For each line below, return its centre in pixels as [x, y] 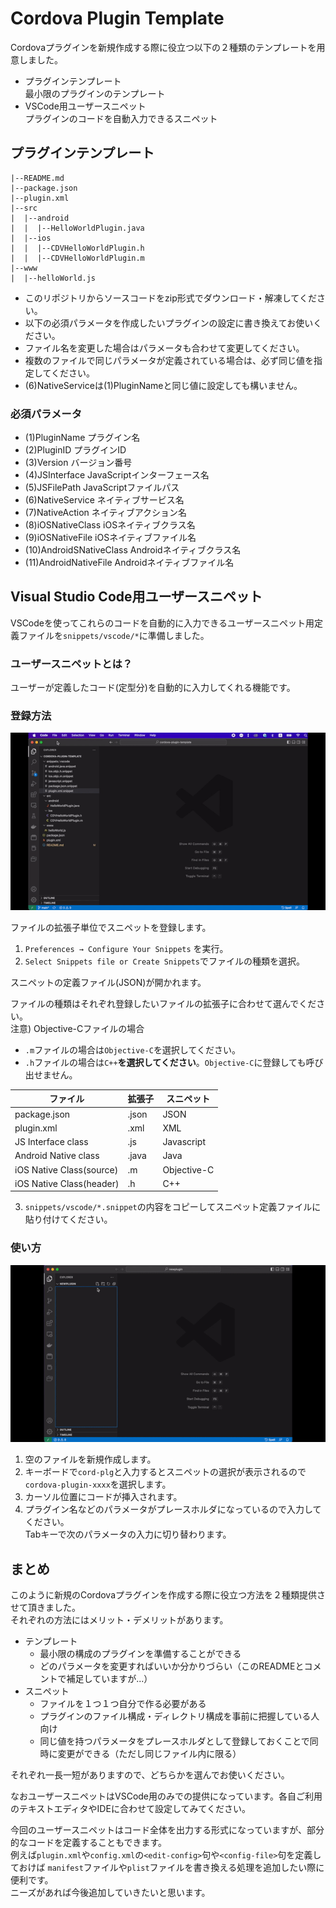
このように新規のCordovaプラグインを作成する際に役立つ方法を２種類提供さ [168, 1595]
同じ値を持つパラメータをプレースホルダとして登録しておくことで [174, 1741]
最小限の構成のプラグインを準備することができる [140, 1654]
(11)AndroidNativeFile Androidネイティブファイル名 [129, 563]
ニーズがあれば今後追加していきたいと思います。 [110, 1893]
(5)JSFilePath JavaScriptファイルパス [102, 488]
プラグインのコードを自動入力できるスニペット [121, 118]
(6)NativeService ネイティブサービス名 [104, 500]
